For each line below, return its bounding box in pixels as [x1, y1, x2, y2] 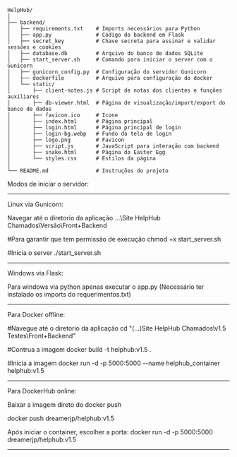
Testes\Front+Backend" [7, 332, 76, 340]
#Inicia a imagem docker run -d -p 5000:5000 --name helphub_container [7, 359, 221, 367]
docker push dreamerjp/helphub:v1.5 [7, 414, 115, 422]
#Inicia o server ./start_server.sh [7, 249, 102, 257]
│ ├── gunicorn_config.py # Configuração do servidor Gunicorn [7, 69, 207, 76]
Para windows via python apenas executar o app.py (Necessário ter [7, 283, 205, 291]
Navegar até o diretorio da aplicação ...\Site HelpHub [7, 214, 161, 222]
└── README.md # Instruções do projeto [7, 167, 169, 174]
